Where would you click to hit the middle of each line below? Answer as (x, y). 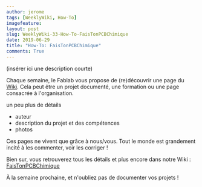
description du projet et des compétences (67, 123)
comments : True (25, 51)
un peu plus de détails (34, 105)
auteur (23, 116)
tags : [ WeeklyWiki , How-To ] (42, 18)
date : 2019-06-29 (28, 40)
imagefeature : (24, 23)
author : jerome (25, 12)
